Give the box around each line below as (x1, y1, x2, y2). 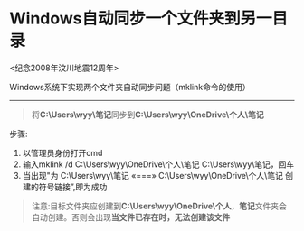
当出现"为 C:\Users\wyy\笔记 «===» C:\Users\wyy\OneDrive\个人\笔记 (22, 170, 283, 180)
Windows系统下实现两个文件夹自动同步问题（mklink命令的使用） (9, 81, 251, 92)
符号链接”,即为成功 (38, 181, 108, 192)
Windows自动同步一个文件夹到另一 (9, 8, 272, 29)
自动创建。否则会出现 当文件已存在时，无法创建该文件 (31, 211, 231, 222)
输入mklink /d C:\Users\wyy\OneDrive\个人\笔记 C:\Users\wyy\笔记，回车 (22, 159, 295, 170)
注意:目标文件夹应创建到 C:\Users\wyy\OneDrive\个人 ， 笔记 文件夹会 (31, 200, 288, 211)
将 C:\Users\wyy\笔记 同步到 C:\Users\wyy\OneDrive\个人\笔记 (31, 109, 264, 120)
